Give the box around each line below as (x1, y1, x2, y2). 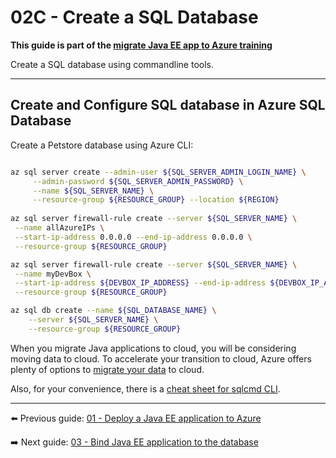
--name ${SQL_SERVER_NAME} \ (32, 186, 155, 196)
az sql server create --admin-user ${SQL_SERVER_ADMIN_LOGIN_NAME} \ (10, 167, 307, 177)
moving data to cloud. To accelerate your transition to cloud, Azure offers (10, 352, 312, 365)
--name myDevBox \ (14, 269, 92, 279)
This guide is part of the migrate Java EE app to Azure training (10, 39, 273, 51)
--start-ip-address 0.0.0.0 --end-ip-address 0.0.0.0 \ (14, 232, 253, 242)
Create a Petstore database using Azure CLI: (10, 139, 194, 151)
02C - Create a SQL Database (10, 6, 259, 29)
